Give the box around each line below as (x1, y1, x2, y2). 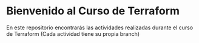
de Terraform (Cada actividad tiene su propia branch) (6, 30, 140, 37)
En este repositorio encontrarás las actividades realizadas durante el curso (6, 24, 194, 31)
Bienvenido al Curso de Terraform (6, 4, 180, 18)
